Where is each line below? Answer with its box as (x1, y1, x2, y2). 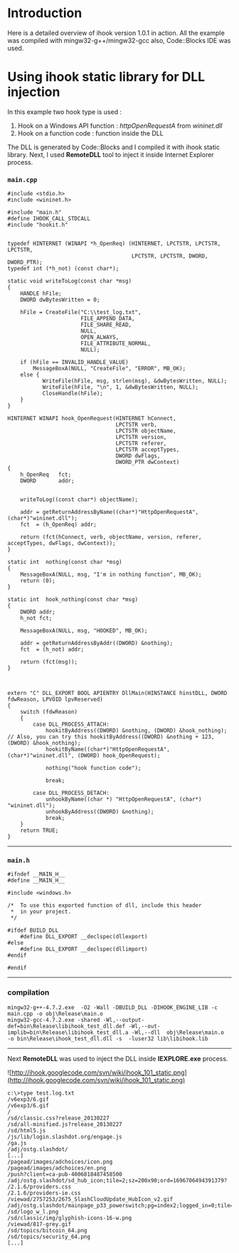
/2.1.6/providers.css (7, 1183, 72, 1190)
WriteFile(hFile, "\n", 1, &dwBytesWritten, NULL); (42, 384, 199, 391)
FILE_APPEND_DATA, (80, 315, 135, 323)
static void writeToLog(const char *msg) (7, 278, 132, 285)
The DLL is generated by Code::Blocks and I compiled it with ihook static (7, 143, 221, 151)
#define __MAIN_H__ (7, 877, 65, 884)
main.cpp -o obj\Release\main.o (7, 1010, 103, 1018)
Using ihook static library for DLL (7, 69, 206, 85)
